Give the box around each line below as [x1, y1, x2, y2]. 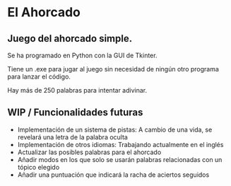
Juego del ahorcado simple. [7, 33, 133, 45]
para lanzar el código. [7, 72, 71, 81]
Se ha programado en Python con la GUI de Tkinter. [7, 51, 158, 59]
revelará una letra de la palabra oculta [17, 132, 129, 141]
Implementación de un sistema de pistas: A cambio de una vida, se [17, 125, 213, 134]
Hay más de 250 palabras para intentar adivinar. [7, 86, 147, 94]
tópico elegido [17, 163, 60, 171]
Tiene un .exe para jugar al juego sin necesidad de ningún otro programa [7, 65, 219, 73]
